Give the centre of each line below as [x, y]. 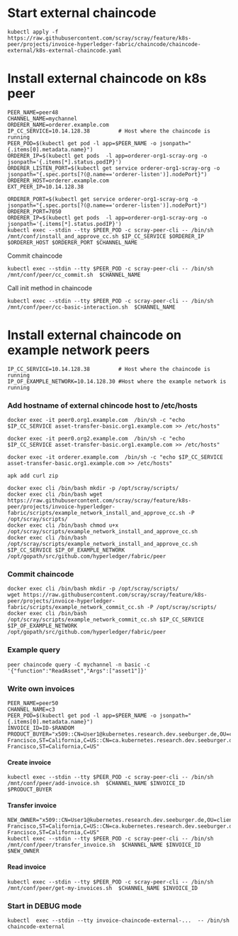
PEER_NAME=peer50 [33, 703]
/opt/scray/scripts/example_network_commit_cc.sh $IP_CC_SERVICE [106, 620]
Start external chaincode [82, 13]
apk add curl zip [33, 476]
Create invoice [29, 762]
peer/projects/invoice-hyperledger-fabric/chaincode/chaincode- [104, 44]
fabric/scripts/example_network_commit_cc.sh [75, 607]
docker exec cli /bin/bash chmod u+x [63, 525]
